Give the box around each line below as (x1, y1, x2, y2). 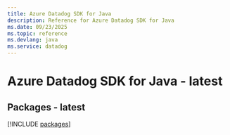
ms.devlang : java (7, 37, 58, 44)
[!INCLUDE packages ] (7, 120, 71, 128)
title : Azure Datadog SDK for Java (7, 10, 112, 18)
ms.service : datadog (7, 43, 68, 50)
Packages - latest (7, 101, 86, 113)
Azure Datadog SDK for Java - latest (7, 73, 223, 89)
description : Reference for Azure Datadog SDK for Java (7, 17, 174, 24)
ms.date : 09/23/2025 (7, 23, 68, 30)
